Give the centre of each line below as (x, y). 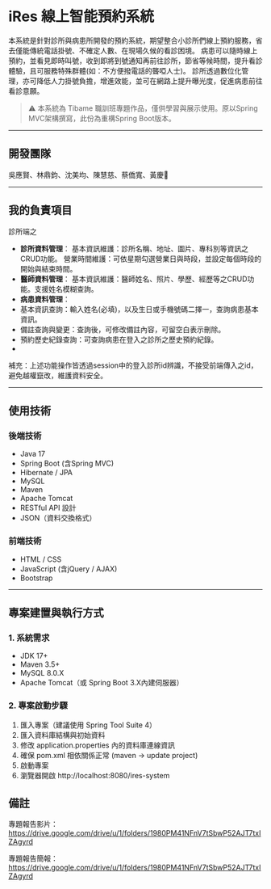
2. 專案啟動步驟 (38, 706)
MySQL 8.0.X (42, 673)
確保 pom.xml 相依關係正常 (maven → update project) (109, 755)
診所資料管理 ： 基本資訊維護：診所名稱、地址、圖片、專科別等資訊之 (134, 248)
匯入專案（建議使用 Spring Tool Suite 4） (88, 725)
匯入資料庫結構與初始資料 (63, 735)
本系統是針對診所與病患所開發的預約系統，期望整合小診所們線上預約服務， (132, 40)
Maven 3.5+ (40, 664)
